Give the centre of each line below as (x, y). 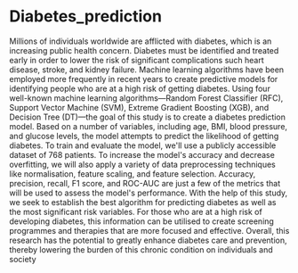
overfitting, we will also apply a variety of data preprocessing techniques (142, 164)
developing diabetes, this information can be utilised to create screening (141, 221)
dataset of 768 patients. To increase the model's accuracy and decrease (142, 154)
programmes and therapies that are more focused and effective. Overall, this (149, 230)
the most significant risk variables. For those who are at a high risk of (136, 211)
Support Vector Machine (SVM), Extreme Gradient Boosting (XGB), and (139, 107)
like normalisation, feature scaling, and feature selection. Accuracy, (133, 174)
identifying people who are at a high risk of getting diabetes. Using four (140, 88)
